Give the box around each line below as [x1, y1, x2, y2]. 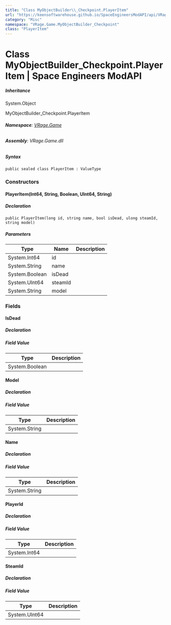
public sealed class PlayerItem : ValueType [5, 167, 101, 172]
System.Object [5, 100, 36, 106]
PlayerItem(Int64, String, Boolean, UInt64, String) [5, 191, 112, 197]
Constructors [5, 178, 39, 186]
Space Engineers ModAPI [32, 70, 142, 82]
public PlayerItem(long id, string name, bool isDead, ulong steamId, [5, 215, 158, 220]
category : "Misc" [5, 17, 42, 22]
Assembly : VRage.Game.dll [5, 138, 64, 144]
